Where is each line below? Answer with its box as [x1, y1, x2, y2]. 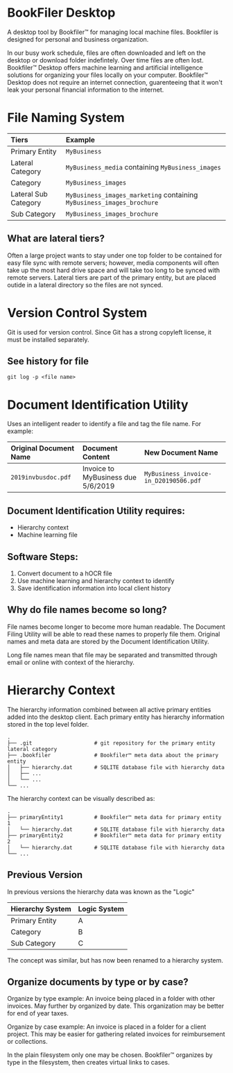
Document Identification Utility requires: [7, 505, 186, 516]
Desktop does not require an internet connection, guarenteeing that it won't [7, 78, 223, 86]
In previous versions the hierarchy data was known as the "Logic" [7, 887, 195, 896]
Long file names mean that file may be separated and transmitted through [7, 650, 218, 659]
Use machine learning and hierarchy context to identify [17, 577, 175, 584]
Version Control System [7, 305, 148, 321]
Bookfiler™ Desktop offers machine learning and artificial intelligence [7, 63, 203, 71]
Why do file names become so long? [7, 604, 168, 616]
